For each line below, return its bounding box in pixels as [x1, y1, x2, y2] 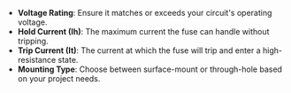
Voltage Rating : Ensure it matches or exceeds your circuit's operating [17, 8, 272, 18]
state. [57, 55, 79, 65]
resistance [17, 55, 57, 65]
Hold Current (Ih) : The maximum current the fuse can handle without [17, 27, 270, 36]
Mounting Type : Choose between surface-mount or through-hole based [17, 64, 283, 74]
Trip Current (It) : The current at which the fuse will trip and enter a [17, 45, 261, 56]
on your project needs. [17, 74, 101, 83]
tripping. [17, 35, 49, 46]
